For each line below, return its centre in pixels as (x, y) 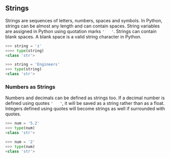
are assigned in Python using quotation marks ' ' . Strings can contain (81, 31)
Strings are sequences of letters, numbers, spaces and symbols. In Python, (84, 20)
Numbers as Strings (30, 87)
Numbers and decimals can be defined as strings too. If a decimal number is (85, 98)
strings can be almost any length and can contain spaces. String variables (82, 26)
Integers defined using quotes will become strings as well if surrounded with (85, 109)
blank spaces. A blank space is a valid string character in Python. (73, 36)
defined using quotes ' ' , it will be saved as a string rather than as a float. (85, 103)
